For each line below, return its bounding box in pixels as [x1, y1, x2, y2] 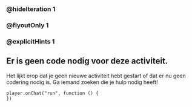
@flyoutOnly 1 [6, 21, 49, 29]
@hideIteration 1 [6, 5, 56, 13]
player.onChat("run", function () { [6, 90, 99, 96]
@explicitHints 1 [6, 37, 55, 45]
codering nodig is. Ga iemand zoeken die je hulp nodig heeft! [6, 78, 159, 86]
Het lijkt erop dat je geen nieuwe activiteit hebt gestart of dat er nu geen [6, 72, 186, 79]
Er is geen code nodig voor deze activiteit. [6, 56, 168, 66]
